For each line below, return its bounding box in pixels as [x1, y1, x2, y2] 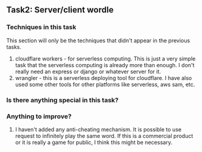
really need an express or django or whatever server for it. [15, 68, 161, 75]
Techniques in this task [6, 23, 77, 31]
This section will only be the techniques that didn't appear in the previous [6, 36, 190, 44]
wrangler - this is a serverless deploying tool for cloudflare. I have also [15, 74, 192, 81]
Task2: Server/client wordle [6, 5, 114, 15]
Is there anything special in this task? [6, 96, 119, 104]
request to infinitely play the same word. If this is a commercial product [15, 132, 193, 139]
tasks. [6, 43, 22, 50]
